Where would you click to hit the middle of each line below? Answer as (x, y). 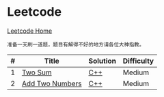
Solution (102, 61)
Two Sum (37, 72)
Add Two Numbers (52, 83)
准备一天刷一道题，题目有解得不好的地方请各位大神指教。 (76, 44)
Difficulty (138, 61)
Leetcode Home (30, 31)
